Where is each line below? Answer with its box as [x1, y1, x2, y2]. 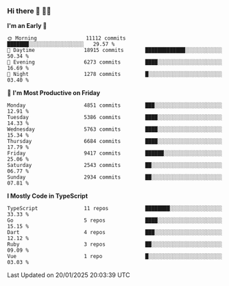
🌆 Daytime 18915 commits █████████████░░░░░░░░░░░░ [7, 47, 223, 54]
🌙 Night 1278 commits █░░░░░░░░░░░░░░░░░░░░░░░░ [7, 71, 223, 78]
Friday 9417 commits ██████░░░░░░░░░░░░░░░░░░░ [7, 150, 223, 157]
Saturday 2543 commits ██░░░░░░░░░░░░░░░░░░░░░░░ [7, 162, 223, 169]
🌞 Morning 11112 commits [7, 35, 126, 42]
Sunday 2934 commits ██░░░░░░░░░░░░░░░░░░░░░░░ [7, 174, 223, 181]
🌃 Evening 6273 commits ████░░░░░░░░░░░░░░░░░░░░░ [7, 59, 223, 66]
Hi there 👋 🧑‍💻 [7, 6, 51, 16]
